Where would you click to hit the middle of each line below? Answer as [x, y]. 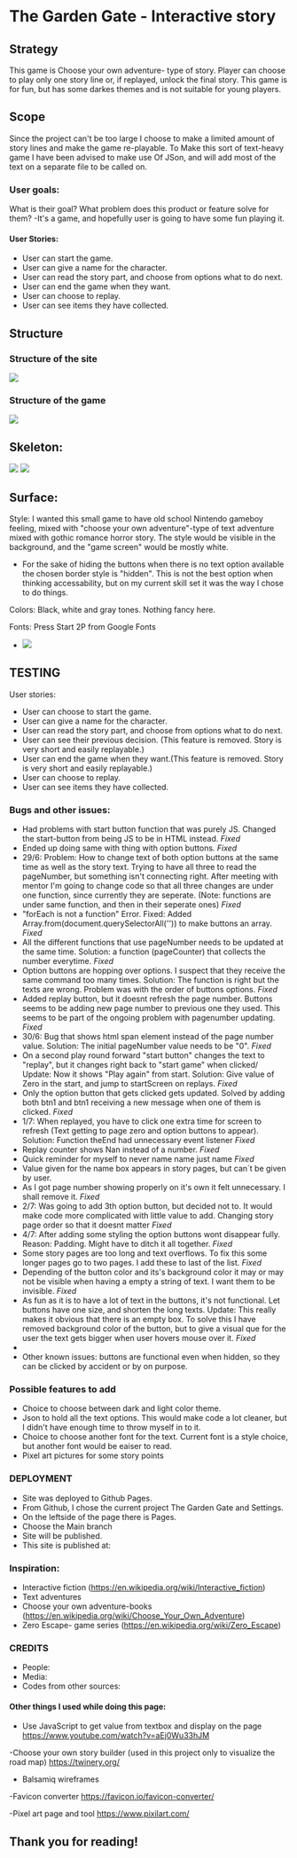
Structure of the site [53, 358]
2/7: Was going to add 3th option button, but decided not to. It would [147, 1206]
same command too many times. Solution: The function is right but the [150, 980]
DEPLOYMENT [41, 1478]
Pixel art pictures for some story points [93, 1455]
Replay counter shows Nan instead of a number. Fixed [121, 1149]
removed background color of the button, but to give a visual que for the [154, 1329]
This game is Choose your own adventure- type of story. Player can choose [148, 70]
